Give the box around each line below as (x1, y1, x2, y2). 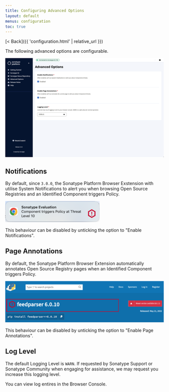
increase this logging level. (5, 371, 61, 377)
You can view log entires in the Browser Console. (5, 381, 107, 387)
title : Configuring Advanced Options (5, 8, 84, 13)
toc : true (5, 24, 26, 29)
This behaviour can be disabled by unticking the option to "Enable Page (5, 327, 154, 334)
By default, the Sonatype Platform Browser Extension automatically (5, 260, 144, 266)
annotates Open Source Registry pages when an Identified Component (5, 265, 152, 271)
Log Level (5, 347, 36, 356)
